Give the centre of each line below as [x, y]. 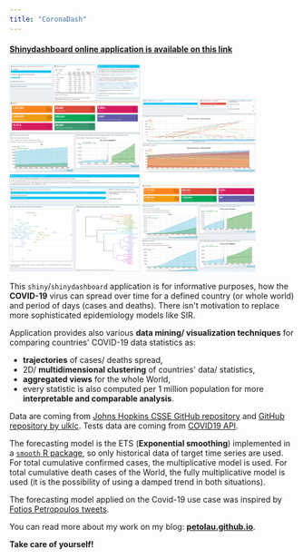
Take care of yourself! [52, 544]
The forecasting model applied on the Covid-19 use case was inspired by [146, 500]
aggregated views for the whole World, [96, 379]
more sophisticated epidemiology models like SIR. [103, 315]
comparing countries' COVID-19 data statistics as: [103, 343]
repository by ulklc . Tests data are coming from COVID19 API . [124, 426]
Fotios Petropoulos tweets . [59, 509]
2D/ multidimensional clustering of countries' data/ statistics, [139, 370]
